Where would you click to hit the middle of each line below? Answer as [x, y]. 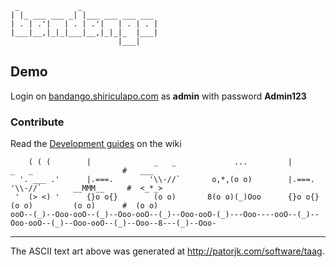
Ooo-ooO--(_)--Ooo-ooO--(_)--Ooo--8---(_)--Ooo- [113, 223]
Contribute [37, 122]
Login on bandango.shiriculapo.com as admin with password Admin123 [158, 96]
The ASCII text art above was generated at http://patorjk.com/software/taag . [167, 251]
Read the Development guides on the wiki [96, 144]
